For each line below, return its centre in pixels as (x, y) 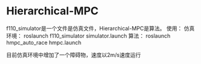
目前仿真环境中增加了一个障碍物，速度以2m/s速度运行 (74, 54)
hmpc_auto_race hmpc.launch (44, 42)
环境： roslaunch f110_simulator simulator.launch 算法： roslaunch (88, 36)
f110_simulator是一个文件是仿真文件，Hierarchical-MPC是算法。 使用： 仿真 (100, 28)
